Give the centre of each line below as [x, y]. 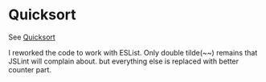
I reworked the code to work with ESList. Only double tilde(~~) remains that [133, 52]
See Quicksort [32, 37]
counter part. [30, 69]
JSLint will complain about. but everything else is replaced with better [124, 61]
